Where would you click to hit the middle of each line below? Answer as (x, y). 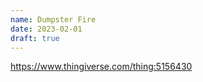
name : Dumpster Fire (53, 19)
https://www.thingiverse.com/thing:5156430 (101, 67)
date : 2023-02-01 (46, 29)
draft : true (35, 38)
